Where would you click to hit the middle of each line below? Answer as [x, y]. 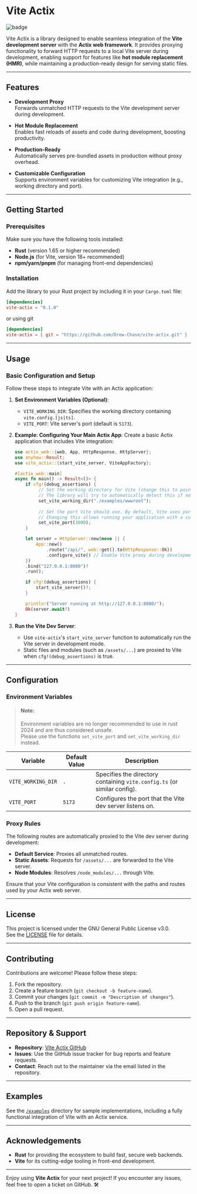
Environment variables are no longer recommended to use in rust [99, 724]
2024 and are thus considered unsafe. [67, 730]
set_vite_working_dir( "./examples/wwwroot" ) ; [95, 501]
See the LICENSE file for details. [45, 935]
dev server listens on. [125, 806]
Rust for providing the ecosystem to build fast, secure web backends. [99, 1155]
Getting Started [35, 210]
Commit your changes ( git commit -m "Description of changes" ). [94, 996]
